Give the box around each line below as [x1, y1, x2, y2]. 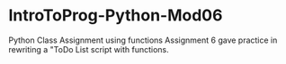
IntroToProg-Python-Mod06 [8, 5, 223, 26]
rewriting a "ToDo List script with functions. [8, 44, 169, 54]
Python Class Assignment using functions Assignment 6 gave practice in [8, 35, 278, 45]
